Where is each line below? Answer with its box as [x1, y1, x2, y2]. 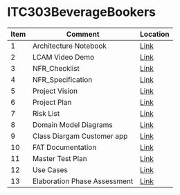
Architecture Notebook [32, 41, 107, 51]
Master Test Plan [32, 153, 88, 163]
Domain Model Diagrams [32, 119, 113, 129]
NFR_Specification [32, 74, 93, 84]
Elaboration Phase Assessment [32, 176, 134, 186]
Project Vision [32, 86, 78, 96]
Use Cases [32, 164, 68, 174]
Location [139, 29, 170, 39]
